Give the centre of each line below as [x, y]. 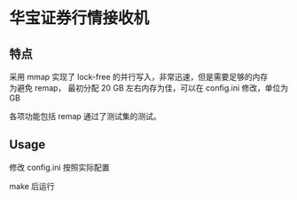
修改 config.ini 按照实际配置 [59, 167]
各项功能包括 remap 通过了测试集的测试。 [85, 116]
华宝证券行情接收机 [79, 18]
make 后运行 [32, 186]
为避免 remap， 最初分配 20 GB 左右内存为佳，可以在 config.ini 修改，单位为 [149, 88]
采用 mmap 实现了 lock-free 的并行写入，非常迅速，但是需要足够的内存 [139, 77]
